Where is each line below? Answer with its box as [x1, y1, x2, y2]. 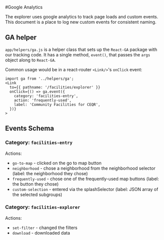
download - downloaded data [12, 230, 70, 236]
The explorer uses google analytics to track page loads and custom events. [5, 14, 159, 19]
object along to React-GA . [5, 57, 56, 63]
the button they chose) [12, 181, 59, 187]
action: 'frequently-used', [14, 97, 72, 103]
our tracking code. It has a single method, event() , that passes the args [5, 51, 151, 57]
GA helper [5, 33, 37, 42]
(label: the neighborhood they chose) [12, 170, 88, 176]
